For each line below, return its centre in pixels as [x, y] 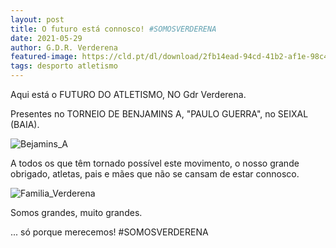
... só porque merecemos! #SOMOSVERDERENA [109, 232]
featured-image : [44, 57]
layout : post [37, 19]
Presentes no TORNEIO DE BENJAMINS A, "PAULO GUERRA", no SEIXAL [159, 114]
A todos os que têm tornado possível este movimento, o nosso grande [155, 163]
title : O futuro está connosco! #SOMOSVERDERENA [113, 29]
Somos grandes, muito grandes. [76, 212]
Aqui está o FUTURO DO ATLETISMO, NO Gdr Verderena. [128, 94]
